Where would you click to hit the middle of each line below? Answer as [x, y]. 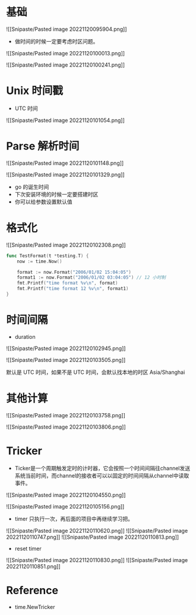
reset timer [28, 548]
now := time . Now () [39, 261]
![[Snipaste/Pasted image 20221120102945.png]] [66, 348]
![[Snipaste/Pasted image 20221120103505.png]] [66, 360]
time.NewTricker [35, 607]
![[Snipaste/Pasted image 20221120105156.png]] [65, 506]
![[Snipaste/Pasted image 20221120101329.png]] [65, 174]
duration [25, 336]
